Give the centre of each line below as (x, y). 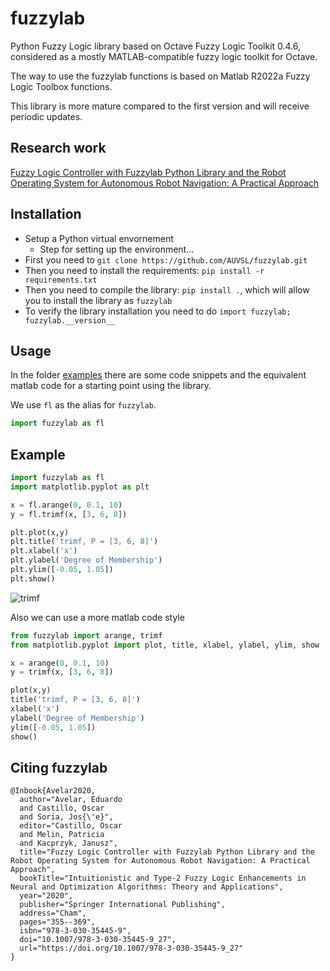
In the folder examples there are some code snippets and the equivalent (158, 375)
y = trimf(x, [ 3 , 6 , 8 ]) (62, 672)
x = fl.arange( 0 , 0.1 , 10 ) (66, 505)
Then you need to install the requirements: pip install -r (144, 270)
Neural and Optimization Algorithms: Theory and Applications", (147, 887)
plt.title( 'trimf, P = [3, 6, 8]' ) (84, 542)
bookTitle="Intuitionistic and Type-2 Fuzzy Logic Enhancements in (163, 878)
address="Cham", (53, 913)
